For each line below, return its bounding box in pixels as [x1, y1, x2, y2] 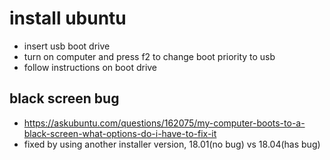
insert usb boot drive [23, 40, 111, 52]
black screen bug [9, 90, 120, 107]
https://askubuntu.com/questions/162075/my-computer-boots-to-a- [23, 117, 306, 129]
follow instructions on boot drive [23, 61, 158, 73]
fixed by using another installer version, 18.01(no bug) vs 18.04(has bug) [23, 138, 321, 150]
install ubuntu [9, 7, 127, 30]
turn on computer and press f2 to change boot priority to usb [23, 50, 276, 62]
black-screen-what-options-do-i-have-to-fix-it [23, 127, 217, 139]
